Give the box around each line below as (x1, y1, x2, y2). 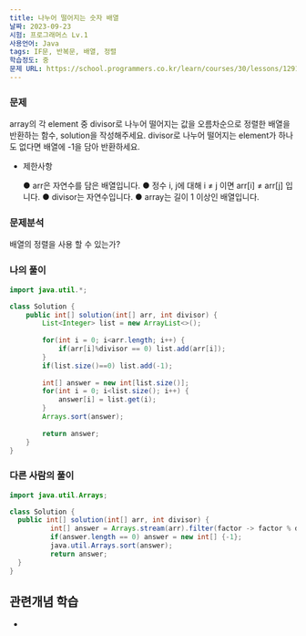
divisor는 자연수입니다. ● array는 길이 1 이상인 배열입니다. (51, 192, 260, 203)
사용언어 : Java (9, 38, 59, 48)
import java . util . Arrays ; (9, 490, 107, 500)
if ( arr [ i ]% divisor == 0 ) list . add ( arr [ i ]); (57, 344, 226, 354)
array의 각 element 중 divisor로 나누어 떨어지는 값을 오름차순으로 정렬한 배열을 (9, 119, 291, 130)
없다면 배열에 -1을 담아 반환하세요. (18, 141, 141, 152)
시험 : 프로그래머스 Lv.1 (9, 30, 88, 39)
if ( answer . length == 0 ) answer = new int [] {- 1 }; (49, 533, 243, 542)
